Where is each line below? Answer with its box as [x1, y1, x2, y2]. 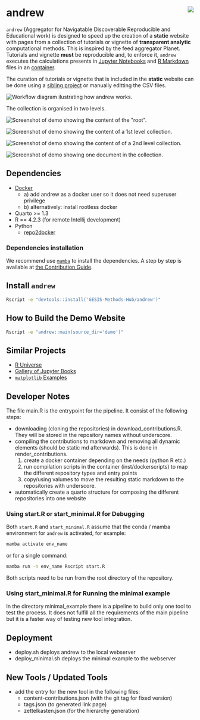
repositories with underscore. [23, 482, 96, 490]
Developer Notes [6, 391, 70, 401]
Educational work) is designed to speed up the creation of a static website [6, 32, 189, 39]
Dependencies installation [6, 244, 84, 252]
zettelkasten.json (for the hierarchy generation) [23, 707, 140, 715]
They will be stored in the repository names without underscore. [14, 432, 172, 439]
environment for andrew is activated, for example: [6, 530, 126, 537]
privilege [23, 197, 46, 204]
